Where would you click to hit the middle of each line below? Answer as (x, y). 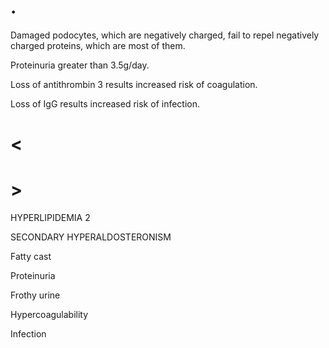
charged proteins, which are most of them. (98, 45)
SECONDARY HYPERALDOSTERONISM (91, 237)
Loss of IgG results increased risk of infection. (105, 103)
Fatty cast (31, 257)
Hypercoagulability (49, 315)
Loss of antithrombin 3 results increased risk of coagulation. (134, 84)
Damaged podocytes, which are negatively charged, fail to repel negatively (165, 35)
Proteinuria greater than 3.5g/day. (80, 65)
